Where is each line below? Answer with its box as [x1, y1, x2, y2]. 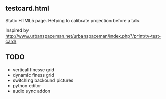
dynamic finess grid [12, 72, 54, 78]
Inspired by [5, 27, 29, 34]
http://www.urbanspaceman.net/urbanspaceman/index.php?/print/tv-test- [5, 32, 161, 39]
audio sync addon [12, 88, 51, 94]
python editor [12, 82, 41, 88]
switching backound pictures [12, 77, 74, 83]
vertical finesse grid [12, 66, 55, 73]
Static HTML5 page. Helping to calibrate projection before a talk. [5, 17, 141, 23]
